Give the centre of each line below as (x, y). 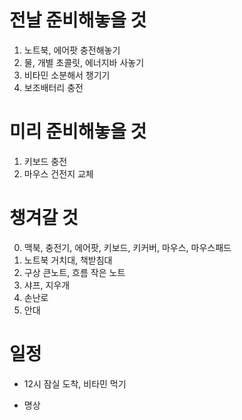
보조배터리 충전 (53, 87)
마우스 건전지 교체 (58, 173)
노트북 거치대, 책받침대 (68, 260)
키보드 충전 (45, 161)
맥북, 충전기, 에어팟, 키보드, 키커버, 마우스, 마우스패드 (127, 247)
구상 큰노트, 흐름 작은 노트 (74, 272)
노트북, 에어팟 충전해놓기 (72, 50)
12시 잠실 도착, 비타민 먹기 (75, 383)
